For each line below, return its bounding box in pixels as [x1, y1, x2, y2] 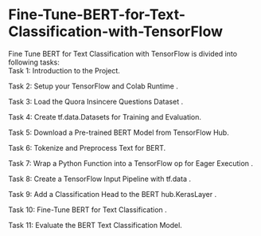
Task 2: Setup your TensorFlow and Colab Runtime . [8, 81, 179, 91]
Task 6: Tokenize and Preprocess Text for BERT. [8, 143, 166, 152]
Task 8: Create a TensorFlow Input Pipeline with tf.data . [8, 174, 191, 183]
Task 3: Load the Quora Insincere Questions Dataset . [8, 96, 184, 106]
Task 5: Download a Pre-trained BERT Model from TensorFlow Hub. [8, 128, 229, 137]
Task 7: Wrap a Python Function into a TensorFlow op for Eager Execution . [8, 158, 253, 168]
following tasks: [8, 57, 60, 67]
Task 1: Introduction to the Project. [8, 65, 121, 75]
